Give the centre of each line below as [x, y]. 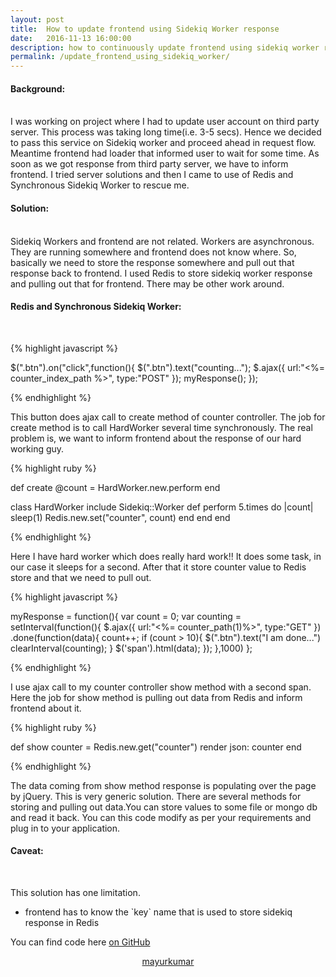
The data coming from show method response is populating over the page [163, 785]
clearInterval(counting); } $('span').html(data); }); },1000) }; [131, 648]
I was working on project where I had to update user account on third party [165, 122]
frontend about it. [46, 708]
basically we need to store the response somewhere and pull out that [152, 262]
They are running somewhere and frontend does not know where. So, [153, 252]
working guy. [37, 448]
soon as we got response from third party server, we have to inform [149, 164]
